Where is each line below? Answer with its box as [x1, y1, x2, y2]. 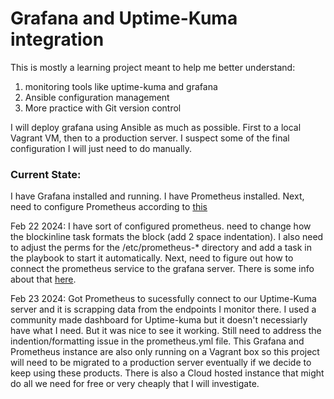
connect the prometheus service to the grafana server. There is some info [10, 263, 315, 275]
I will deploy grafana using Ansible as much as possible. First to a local [10, 121, 302, 133]
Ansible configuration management [24, 91, 170, 103]
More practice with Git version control [24, 102, 182, 114]
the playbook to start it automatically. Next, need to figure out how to [10, 252, 294, 264]
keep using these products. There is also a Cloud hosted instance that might [10, 367, 325, 379]
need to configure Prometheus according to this [10, 201, 208, 213]
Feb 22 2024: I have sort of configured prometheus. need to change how [10, 220, 312, 232]
